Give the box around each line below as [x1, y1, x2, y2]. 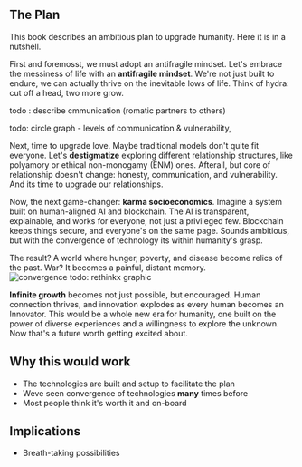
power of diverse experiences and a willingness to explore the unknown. [9, 317, 279, 329]
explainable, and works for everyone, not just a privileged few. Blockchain [9, 215, 284, 226]
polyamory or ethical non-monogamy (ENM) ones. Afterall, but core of [9, 159, 271, 170]
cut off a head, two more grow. [9, 87, 125, 98]
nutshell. [9, 41, 42, 52]
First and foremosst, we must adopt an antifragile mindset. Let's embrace [9, 58, 283, 69]
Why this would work [9, 354, 131, 370]
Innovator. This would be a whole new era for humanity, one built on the [9, 308, 277, 319]
